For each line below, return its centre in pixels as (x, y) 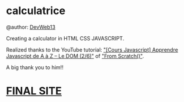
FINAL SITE (34, 91)
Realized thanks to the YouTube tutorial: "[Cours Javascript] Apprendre (92, 50)
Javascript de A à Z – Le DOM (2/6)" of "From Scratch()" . (75, 56)
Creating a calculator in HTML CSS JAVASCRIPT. (65, 38)
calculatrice (36, 11)
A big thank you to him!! (35, 67)
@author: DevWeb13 (31, 27)
